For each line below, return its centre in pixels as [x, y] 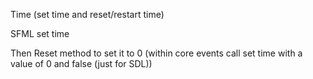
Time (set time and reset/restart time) [87, 14]
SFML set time [40, 33]
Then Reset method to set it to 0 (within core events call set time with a [156, 53]
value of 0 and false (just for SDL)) [81, 63]
